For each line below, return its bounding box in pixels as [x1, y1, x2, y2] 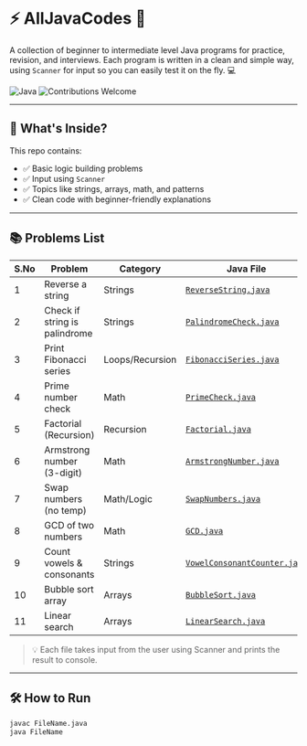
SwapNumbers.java [185, 494, 261, 504]
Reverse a [44, 277, 87, 290]
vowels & [44, 556, 83, 569]
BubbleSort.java [185, 590, 257, 600]
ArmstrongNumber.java [185, 455, 280, 466]
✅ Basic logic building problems [22, 163, 143, 174]
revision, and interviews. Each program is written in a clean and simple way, [9, 54, 295, 65]
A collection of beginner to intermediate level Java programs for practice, [9, 44, 286, 56]
